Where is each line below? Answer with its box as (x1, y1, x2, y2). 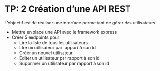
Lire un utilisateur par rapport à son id (19, 45, 96, 50)
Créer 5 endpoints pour (11, 34, 60, 40)
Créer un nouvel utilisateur (19, 50, 73, 56)
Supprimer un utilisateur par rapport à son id (19, 60, 109, 66)
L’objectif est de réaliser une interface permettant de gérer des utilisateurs (4, 20, 156, 25)
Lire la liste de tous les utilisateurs (19, 39, 88, 45)
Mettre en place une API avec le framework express (11, 29, 117, 35)
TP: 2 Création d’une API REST (4, 3, 131, 15)
